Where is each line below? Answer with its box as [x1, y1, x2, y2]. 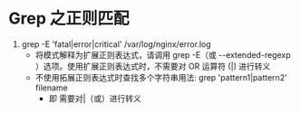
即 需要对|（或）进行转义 [48, 92, 141, 104]
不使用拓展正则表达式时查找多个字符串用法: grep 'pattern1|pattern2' [34, 71, 287, 82]
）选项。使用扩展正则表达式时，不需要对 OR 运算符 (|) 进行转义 [34, 61, 271, 71]
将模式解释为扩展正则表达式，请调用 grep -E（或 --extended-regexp [34, 49, 291, 60]
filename [34, 82, 69, 93]
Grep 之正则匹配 [8, 8, 130, 29]
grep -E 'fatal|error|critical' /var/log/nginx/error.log [21, 38, 212, 50]
